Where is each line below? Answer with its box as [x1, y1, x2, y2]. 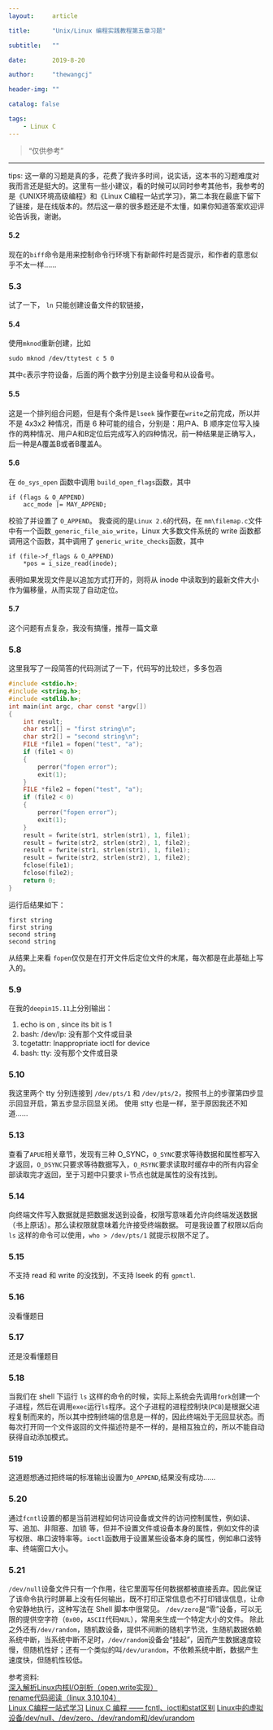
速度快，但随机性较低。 [8, 1655, 87, 1665]
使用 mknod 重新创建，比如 [8, 339, 91, 348]
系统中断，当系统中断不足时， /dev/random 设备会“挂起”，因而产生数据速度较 [8, 1635, 262, 1645]
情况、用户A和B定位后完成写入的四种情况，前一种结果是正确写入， [36, 428, 260, 438]
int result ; [23, 717, 63, 725]
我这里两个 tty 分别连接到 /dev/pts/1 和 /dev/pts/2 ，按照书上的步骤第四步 [8, 1088, 258, 1098]
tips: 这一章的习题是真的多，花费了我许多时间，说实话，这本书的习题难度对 [8, 170, 260, 180]
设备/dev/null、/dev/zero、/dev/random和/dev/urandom [8, 1713, 195, 1723]
